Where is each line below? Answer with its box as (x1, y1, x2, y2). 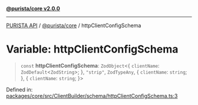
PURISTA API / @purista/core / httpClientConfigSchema (6, 22, 141, 29)
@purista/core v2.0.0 (6, 5, 60, 12)
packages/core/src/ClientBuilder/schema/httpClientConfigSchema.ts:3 (6, 92, 178, 99)
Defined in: (6, 86, 33, 93)
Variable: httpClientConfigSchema (6, 42, 179, 56)
